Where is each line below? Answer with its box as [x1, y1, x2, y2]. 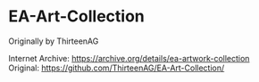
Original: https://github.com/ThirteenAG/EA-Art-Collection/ [8, 62, 225, 73]
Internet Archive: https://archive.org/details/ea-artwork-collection [8, 53, 250, 63]
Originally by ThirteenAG [8, 36, 99, 46]
